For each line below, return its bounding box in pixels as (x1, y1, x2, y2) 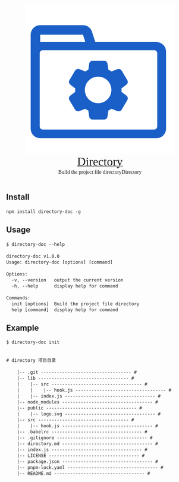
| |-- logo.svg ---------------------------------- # (17, 411, 161, 417)
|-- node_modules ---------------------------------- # (17, 399, 159, 405)
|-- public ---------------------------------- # (17, 405, 143, 411)
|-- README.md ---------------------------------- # (17, 471, 150, 477)
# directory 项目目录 (6, 358, 56, 364)
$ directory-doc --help (6, 241, 65, 248)
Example (6, 323, 39, 333)
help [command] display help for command (11, 306, 118, 313)
